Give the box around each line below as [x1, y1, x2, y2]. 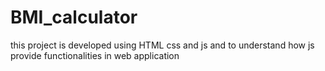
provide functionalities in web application [10, 49, 180, 61]
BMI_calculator [10, 6, 138, 29]
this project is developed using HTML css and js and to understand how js [10, 39, 315, 51]
